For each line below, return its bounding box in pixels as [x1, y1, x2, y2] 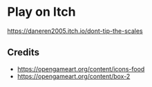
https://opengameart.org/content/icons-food [17, 64, 145, 73]
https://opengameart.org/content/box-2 [17, 72, 131, 80]
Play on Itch [7, 4, 76, 20]
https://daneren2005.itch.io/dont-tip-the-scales [7, 27, 143, 35]
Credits [7, 47, 40, 58]
